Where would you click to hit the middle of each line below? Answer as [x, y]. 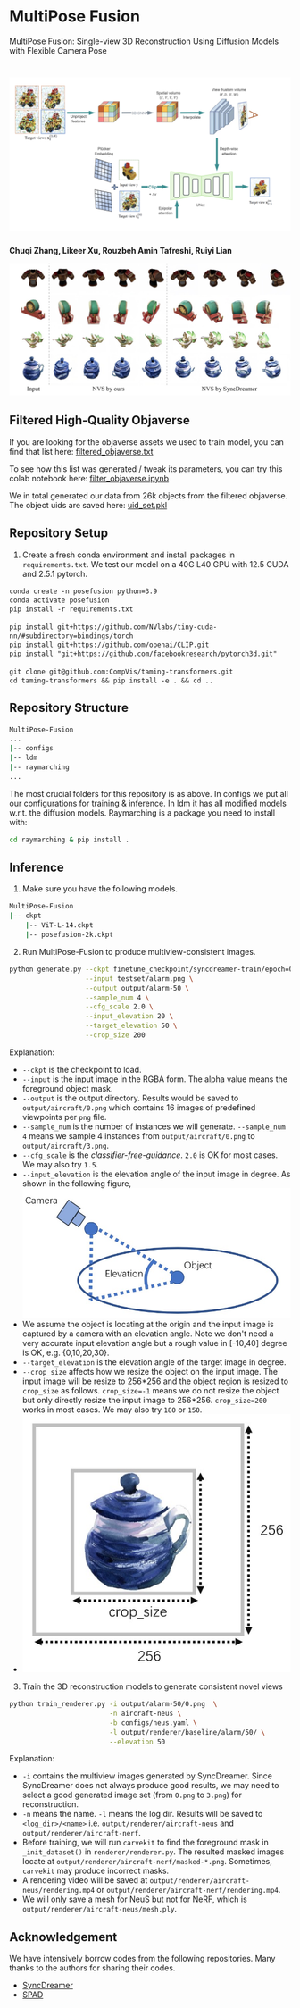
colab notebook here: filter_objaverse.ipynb [89, 478]
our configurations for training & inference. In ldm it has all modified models [148, 803]
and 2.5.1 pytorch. [54, 573]
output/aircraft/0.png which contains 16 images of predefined [139, 1107]
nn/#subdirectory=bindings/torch [71, 636]
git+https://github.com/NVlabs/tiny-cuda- [137, 627]
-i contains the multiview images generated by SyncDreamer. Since [147, 1776]
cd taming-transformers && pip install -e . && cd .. [112, 681]
